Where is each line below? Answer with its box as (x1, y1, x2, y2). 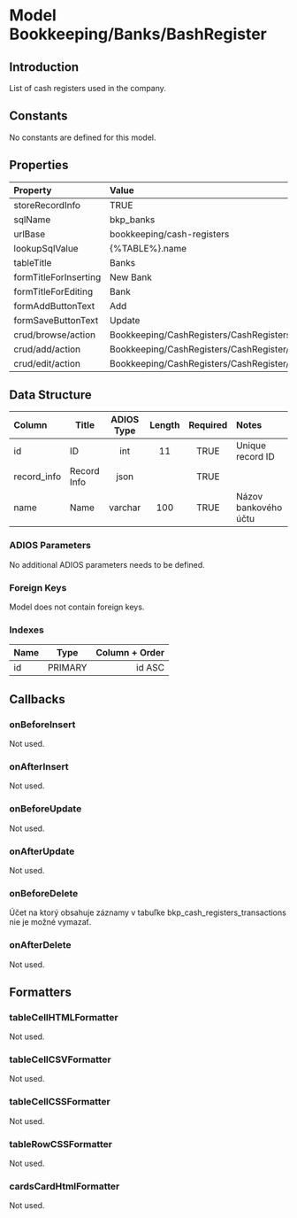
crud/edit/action (13, 357, 81, 369)
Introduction (9, 59, 80, 74)
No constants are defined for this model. (9, 132, 156, 143)
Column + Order (95, 647, 165, 659)
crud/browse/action (13, 329, 95, 341)
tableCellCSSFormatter (9, 1096, 110, 1108)
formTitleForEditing (13, 285, 94, 298)
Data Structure (9, 387, 93, 403)
